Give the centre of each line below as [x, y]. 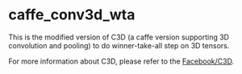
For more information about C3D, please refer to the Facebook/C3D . [121, 61]
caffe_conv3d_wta [72, 15]
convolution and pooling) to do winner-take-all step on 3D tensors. [119, 45]
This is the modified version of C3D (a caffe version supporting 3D [119, 37]
